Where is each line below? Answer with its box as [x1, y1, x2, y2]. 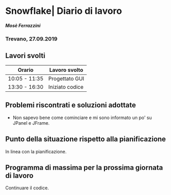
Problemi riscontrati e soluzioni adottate [5, 101, 136, 110]
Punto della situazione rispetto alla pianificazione [5, 135, 166, 144]
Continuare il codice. [5, 185, 49, 191]
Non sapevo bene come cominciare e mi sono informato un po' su [12, 114, 152, 121]
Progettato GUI [48, 75, 84, 82]
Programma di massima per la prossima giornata [5, 163, 163, 172]
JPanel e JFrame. [12, 120, 50, 126]
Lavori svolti [5, 51, 46, 60]
